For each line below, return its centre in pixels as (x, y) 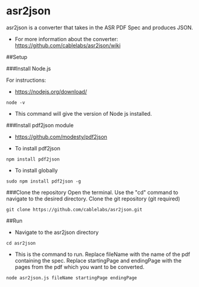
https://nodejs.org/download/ (51, 91)
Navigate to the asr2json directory (57, 232)
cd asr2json (21, 243)
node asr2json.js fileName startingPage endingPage (71, 278)
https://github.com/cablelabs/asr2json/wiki (68, 45)
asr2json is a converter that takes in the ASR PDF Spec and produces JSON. (100, 27)
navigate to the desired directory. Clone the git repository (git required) (93, 199)
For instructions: (26, 80)
